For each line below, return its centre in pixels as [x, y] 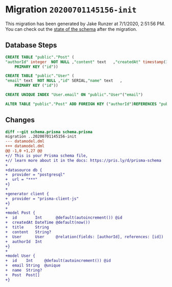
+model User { [20, 256]
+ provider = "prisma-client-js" [42, 199]
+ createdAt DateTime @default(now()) [48, 223]
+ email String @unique [33, 265]
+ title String [27, 227]
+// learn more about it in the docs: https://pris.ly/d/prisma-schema [83, 160]
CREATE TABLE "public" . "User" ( [40, 76]
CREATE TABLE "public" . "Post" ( [40, 57]
